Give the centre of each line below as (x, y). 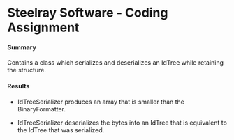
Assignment (43, 28)
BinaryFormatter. (42, 109)
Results (19, 86)
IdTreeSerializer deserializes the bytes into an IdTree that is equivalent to (122, 123)
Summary (22, 47)
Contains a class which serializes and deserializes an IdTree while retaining (116, 63)
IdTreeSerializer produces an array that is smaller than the (101, 102)
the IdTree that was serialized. (61, 130)
